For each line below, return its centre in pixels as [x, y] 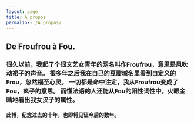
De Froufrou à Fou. [41, 46]
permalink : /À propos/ [34, 22]
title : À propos [26, 17]
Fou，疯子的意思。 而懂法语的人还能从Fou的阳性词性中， [87, 91]
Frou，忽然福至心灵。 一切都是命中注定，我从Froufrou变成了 [92, 82]
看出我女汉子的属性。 [48, 100]
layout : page [22, 12]
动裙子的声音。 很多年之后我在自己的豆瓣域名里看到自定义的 [91, 73]
